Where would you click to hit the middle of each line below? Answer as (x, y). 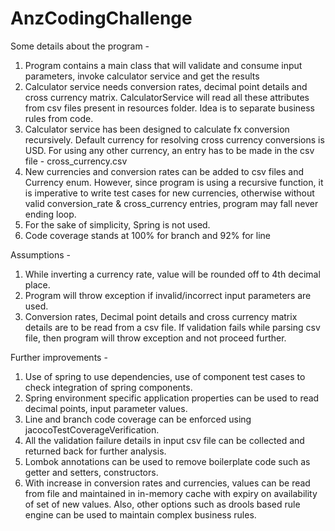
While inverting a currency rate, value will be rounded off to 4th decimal (172, 274)
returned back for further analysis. (95, 451)
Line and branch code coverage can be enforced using (138, 419)
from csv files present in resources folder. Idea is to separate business (169, 108)
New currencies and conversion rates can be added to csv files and (164, 171)
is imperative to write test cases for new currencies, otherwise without (169, 193)
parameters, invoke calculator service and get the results (142, 76)
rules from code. (59, 118)
